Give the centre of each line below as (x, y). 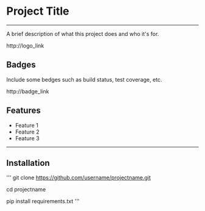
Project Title (38, 11)
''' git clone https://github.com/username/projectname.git (79, 177)
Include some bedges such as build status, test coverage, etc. (85, 79)
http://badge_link (28, 91)
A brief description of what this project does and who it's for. (83, 34)
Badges (21, 65)
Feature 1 (27, 125)
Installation (28, 163)
